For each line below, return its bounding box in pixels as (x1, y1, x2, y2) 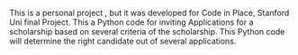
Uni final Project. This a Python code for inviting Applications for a (9, 17, 254, 27)
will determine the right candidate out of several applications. (9, 35, 237, 46)
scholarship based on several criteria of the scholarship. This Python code (9, 27, 285, 36)
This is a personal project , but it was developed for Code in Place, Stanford (9, 8, 290, 18)
